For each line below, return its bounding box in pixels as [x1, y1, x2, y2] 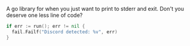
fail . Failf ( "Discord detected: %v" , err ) [11, 28, 118, 35]
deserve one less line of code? [6, 11, 83, 19]
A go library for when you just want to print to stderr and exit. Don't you [6, 5, 185, 12]
